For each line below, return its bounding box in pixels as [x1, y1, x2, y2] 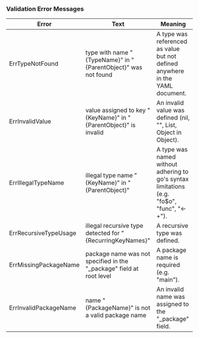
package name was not [85, 250, 150, 258]
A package [156, 246, 187, 255]
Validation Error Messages [6, 5, 84, 13]
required [156, 261, 181, 269]
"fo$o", [156, 197, 176, 205]
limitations [156, 182, 185, 191]
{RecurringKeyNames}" [85, 236, 150, 244]
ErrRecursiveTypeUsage [9, 229, 77, 237]
